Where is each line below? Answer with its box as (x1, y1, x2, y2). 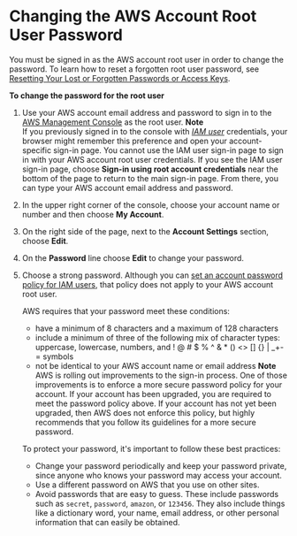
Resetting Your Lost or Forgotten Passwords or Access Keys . (9, 73, 231, 83)
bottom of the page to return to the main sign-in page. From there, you (21, 172, 279, 183)
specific (21, 144, 51, 156)
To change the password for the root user (9, 90, 165, 101)
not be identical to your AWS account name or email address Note (34, 360, 277, 371)
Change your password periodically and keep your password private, (34, 460, 287, 471)
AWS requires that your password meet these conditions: (21, 305, 230, 316)
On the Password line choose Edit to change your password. (21, 252, 245, 263)
